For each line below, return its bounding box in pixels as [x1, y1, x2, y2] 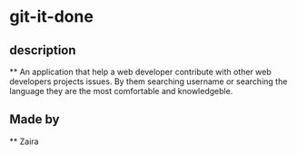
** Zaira [9, 136, 39, 147]
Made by [9, 111, 60, 128]
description [9, 43, 76, 58]
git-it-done [9, 6, 94, 27]
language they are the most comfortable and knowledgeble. [9, 86, 233, 96]
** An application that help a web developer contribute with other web [9, 66, 272, 77]
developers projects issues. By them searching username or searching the [9, 76, 288, 87]
